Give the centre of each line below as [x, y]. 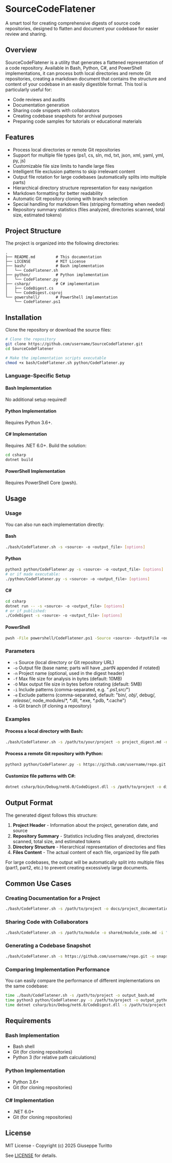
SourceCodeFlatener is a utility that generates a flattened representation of [84, 62]
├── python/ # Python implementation [57, 275]
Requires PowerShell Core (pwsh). [41, 483]
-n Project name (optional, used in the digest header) [68, 673]
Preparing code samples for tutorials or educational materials [77, 121]
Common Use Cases [38, 884]
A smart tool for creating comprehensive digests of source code [73, 23]
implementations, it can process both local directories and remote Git [78, 73]
